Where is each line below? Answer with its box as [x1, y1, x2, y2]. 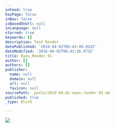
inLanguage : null [5, 26, 41, 31]
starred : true [5, 30, 35, 35]
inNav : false [5, 16, 32, 21]
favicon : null [9, 85, 39, 91]
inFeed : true [5, 7, 32, 12]
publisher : [5, 67, 28, 72]
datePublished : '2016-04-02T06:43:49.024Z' [5, 44, 97, 49]
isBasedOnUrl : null [5, 21, 46, 26]
